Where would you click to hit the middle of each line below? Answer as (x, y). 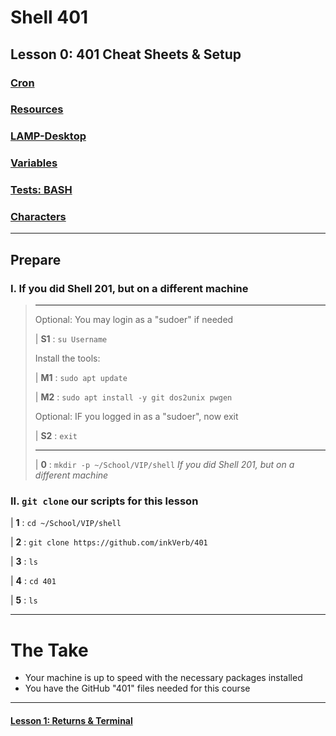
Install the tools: (67, 358)
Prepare (36, 259)
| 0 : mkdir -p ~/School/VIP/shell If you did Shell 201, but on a (164, 465)
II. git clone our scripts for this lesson (104, 501)
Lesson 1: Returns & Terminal (71, 720)
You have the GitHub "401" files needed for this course (137, 688)
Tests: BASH (41, 190)
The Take (49, 650)
